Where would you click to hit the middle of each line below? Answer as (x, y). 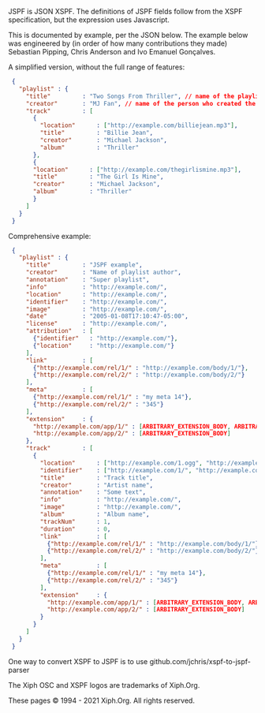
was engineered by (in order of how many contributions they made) (118, 43)
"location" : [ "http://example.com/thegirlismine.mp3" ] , (137, 170)
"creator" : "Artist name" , (97, 485)
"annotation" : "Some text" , (93, 492)
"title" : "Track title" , (97, 478)
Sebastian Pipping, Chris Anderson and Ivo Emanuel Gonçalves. (112, 52)
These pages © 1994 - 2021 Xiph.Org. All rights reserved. (102, 700)
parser (19, 670)
